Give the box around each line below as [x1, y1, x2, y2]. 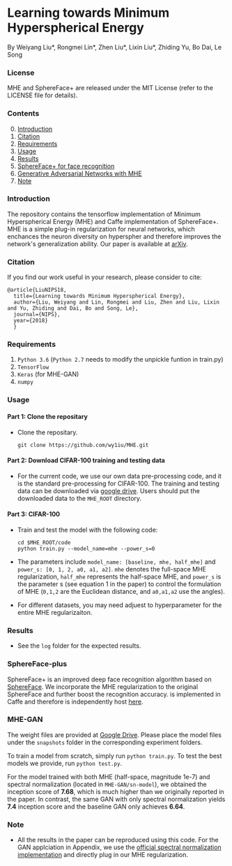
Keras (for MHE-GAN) [17, 370, 79, 378]
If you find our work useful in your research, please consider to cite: [7, 273, 202, 281]
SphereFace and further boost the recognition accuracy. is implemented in [7, 690, 221, 698]
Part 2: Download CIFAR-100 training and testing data [7, 456, 165, 464]
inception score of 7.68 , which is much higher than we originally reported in [7, 787, 224, 795]
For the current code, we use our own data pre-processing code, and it [17, 471, 222, 480]
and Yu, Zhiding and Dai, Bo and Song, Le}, [7, 305, 139, 312]
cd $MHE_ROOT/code [17, 539, 71, 546]
